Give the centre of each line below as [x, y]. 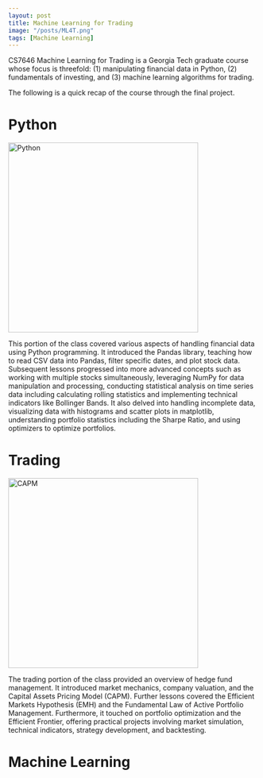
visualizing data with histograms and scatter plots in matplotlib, [111, 411]
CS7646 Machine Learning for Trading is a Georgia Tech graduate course [128, 60]
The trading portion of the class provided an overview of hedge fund [120, 679]
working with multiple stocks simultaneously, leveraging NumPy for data [126, 378]
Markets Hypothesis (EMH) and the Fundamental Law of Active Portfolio [126, 705]
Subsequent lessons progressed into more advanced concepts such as [125, 369]
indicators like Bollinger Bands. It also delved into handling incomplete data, [132, 403]
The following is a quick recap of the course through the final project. [122, 93]
